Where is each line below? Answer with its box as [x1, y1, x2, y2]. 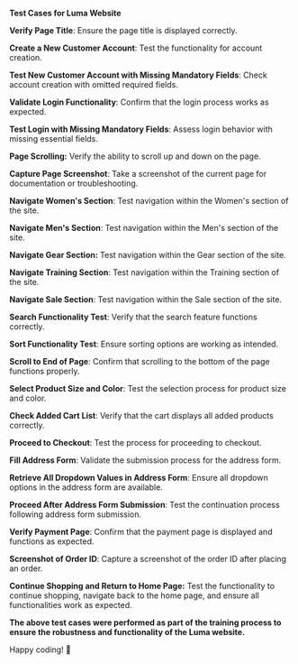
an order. [9, 563, 43, 574]
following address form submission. [9, 509, 142, 520]
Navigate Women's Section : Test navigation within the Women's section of [9, 196, 289, 206]
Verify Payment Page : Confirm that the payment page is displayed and [9, 527, 273, 537]
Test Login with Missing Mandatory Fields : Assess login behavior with [9, 124, 273, 134]
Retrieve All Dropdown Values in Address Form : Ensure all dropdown [9, 473, 268, 483]
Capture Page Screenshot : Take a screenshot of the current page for [9, 169, 267, 179]
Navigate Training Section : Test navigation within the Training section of [9, 267, 280, 278]
